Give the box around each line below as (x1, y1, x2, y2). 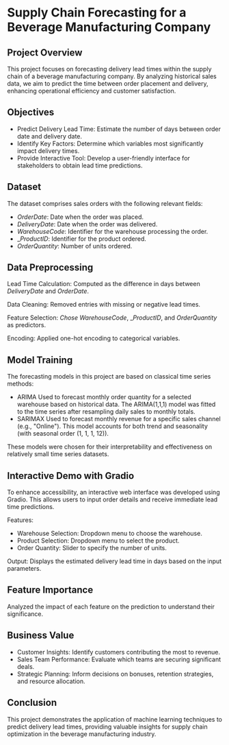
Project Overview (7, 47, 83, 58)
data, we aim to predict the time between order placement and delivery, (7, 80, 208, 87)
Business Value (7, 630, 75, 641)
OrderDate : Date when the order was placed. (16, 213, 144, 221)
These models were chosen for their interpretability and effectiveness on (7, 442, 213, 451)
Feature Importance (7, 584, 94, 596)
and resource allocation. (16, 677, 85, 685)
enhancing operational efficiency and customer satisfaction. (7, 87, 176, 95)
